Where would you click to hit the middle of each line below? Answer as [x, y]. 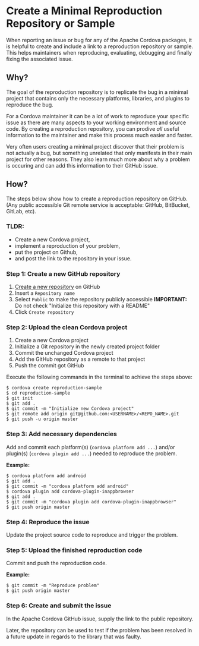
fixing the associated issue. [40, 59]
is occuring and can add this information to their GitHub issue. [82, 165]
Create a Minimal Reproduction [84, 11]
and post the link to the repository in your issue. [73, 258]
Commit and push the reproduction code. [56, 563]
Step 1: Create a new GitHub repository [63, 273]
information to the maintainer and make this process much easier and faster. [99, 135]
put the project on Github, [46, 252]
